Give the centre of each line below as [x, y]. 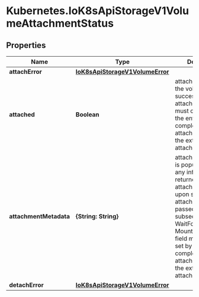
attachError [26, 72]
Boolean [87, 115]
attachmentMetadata [39, 216]
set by [183, 246]
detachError [27, 285]
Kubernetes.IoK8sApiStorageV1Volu [98, 11]
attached [22, 115]
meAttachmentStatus [60, 23]
